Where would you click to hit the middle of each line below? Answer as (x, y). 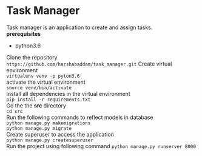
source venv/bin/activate (39, 88)
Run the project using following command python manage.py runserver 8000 (101, 146)
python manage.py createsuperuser (50, 140)
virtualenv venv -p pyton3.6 (43, 76)
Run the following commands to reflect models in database (80, 117)
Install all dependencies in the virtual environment (68, 93)
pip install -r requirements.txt (49, 100)
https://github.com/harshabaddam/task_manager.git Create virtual (89, 64)
